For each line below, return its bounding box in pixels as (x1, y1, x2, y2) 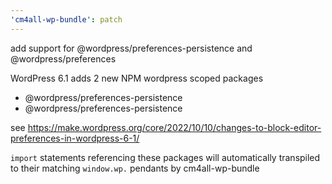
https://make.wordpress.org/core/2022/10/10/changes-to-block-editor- (27, 121, 322, 133)
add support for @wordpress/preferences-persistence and (10, 42, 253, 54)
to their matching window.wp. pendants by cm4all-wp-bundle (10, 162, 260, 174)
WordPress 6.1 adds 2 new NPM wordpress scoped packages (10, 72, 264, 84)
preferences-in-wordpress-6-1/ (10, 132, 140, 144)
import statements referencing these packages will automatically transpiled (10, 151, 321, 163)
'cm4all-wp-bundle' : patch (10, 14, 123, 25)
